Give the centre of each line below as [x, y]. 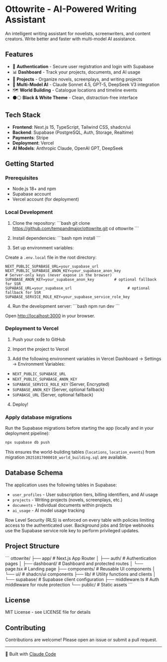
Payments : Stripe [30, 137]
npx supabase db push [28, 443]
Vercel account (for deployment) [46, 199]
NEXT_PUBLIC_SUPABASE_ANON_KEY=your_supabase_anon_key [63, 271]
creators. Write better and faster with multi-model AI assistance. [71, 39]
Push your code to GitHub [39, 339]
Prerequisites [22, 178]
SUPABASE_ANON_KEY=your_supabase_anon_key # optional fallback [81, 280]
